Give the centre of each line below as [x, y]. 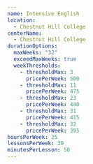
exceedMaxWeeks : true [45, 59]
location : [22, 20]
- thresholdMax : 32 [48, 124]
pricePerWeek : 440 [52, 105]
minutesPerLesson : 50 [39, 150]
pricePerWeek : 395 [52, 131]
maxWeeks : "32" [36, 53]
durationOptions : [33, 46]
